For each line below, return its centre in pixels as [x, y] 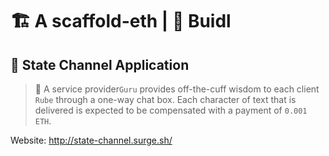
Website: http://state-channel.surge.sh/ [91, 140]
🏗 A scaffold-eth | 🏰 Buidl [121, 21]
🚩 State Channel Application [100, 64]
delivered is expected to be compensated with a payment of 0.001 [171, 110]
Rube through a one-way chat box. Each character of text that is [165, 99]
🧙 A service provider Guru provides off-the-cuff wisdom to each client [177, 89]
